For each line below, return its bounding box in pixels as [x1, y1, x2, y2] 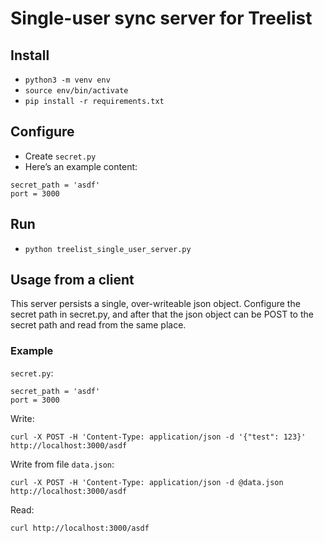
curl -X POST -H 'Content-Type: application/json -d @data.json [10, 477, 284, 487]
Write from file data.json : [10, 458, 115, 470]
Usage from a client [10, 272, 135, 289]
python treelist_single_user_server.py [24, 244, 192, 254]
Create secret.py [24, 150, 97, 162]
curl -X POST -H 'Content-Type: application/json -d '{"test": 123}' [10, 432, 307, 442]
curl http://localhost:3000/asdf [10, 523, 150, 533]
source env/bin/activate [24, 86, 129, 96]
